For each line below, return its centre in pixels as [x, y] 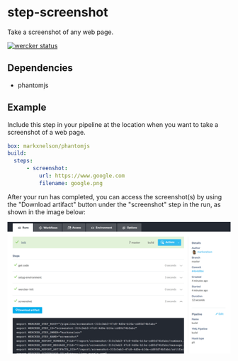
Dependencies [40, 68]
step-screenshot [58, 12]
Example [27, 107]
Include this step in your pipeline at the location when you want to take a [113, 124]
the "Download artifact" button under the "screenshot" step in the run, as [114, 204]
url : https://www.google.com [82, 176]
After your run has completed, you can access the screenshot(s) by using [115, 196]
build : [17, 153]
